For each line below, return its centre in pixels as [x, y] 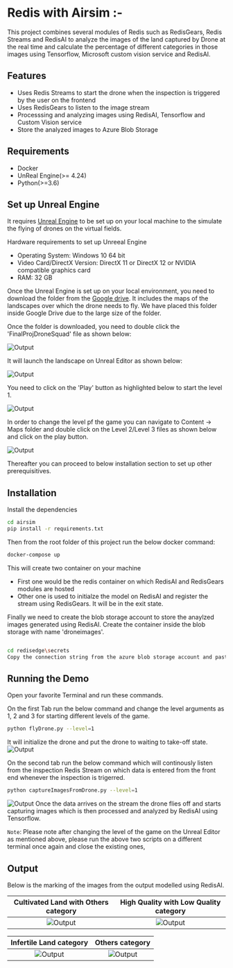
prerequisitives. [29, 471]
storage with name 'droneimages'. [56, 631]
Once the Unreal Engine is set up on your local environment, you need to [111, 291]
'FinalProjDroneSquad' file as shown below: [69, 334]
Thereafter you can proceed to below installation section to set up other [110, 464]
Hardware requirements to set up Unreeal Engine [77, 242]
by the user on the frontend [56, 100]
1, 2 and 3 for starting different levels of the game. [79, 716]
